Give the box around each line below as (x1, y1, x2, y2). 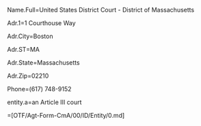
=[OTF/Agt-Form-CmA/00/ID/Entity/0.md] (7, 112, 125, 119)
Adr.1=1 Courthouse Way (7, 19, 77, 27)
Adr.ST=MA (7, 46, 40, 53)
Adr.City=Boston (7, 32, 53, 40)
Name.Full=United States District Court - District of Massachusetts (7, 6, 195, 14)
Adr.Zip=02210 (7, 72, 49, 80)
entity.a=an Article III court (7, 98, 82, 106)
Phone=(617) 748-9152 (7, 85, 72, 93)
